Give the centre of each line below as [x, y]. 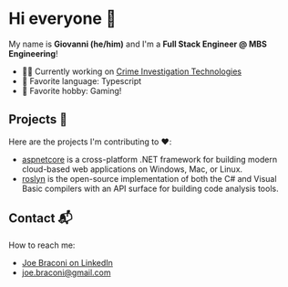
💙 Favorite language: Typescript [82, 80]
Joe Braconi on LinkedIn [67, 262]
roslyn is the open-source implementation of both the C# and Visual [149, 178]
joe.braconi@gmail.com [66, 272]
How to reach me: [42, 245]
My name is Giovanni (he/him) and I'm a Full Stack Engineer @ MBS [138, 44]
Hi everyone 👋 [62, 19]
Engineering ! [33, 53]
